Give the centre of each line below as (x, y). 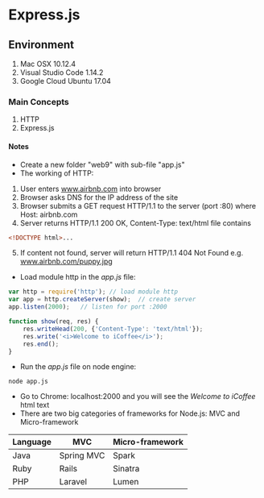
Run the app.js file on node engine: (78, 367)
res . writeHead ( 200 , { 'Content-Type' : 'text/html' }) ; (113, 329)
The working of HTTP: (57, 173)
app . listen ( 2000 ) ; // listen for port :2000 (88, 307)
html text (35, 405)
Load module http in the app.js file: (78, 277)
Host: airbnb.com (49, 214)
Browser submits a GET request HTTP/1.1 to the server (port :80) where (138, 205)
